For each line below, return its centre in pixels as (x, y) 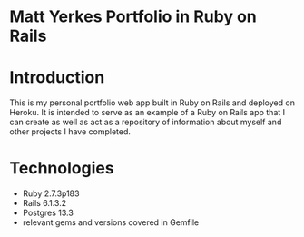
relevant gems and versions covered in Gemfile (111, 222)
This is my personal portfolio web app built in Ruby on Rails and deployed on (152, 103)
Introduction (57, 78)
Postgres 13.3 (48, 213)
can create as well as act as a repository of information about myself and (146, 122)
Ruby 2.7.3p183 (51, 193)
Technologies (62, 168)
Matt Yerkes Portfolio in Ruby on (133, 17)
